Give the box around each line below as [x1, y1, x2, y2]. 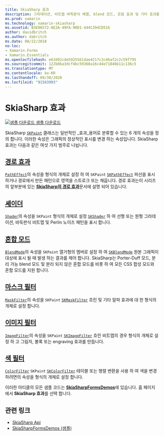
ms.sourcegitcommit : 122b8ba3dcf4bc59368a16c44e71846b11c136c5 [5, 62, 137, 66]
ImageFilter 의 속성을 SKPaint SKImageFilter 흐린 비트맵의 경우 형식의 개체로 [5, 332, 154, 338]
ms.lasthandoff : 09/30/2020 [5, 75, 62, 80]
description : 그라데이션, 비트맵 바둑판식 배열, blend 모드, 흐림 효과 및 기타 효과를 [5, 12, 160, 17]
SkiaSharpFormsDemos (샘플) [12, 425, 72, 431]
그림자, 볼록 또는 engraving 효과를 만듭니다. [20, 338, 104, 344]
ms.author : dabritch [5, 35, 47, 40]
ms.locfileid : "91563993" [5, 80, 58, 84]
